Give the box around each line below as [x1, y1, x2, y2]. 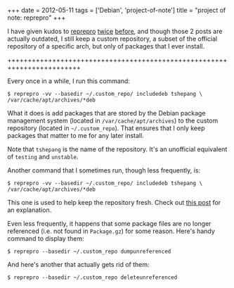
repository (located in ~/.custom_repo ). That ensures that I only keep [7, 124, 205, 132]
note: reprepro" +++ [7, 13, 66, 22]
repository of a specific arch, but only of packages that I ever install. [7, 42, 205, 50]
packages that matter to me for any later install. [7, 132, 144, 139]
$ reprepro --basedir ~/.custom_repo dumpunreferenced [7, 248, 171, 255]
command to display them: [7, 234, 84, 242]
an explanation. [7, 206, 52, 214]
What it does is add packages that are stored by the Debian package [7, 109, 206, 117]
